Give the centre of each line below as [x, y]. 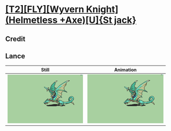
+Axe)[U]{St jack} [98, 20]
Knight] [102, 9]
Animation [125, 70]
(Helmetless [31, 20]
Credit [15, 39]
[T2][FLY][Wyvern [45, 9]
